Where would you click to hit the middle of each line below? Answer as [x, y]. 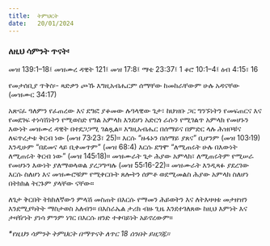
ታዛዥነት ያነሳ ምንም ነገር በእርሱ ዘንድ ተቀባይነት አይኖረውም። [91, 217]
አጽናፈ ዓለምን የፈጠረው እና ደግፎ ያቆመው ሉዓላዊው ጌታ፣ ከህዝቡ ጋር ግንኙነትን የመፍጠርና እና [135, 110]
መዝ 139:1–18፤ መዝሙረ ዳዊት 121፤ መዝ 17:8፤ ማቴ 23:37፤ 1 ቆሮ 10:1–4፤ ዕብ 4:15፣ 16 [133, 69]
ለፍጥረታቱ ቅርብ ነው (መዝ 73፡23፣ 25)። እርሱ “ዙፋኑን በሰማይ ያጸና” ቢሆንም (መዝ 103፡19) [135, 137]
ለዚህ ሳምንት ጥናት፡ [39, 52]
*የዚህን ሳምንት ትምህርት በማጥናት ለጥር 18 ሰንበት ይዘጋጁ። [89, 233]
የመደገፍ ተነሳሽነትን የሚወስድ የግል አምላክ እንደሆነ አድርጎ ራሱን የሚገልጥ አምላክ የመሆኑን [129, 119]
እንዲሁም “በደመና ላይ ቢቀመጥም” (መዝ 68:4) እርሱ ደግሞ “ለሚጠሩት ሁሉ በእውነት [123, 147]
